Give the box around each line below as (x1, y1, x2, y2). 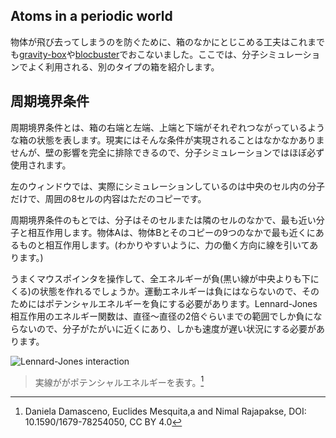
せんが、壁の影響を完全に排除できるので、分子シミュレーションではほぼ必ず (10, 146, 325, 158)
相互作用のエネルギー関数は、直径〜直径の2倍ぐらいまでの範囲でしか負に (10, 310, 314, 322)
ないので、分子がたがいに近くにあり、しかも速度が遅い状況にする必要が (18, 322, 317, 334)
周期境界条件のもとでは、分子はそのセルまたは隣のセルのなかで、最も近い (10, 214, 317, 226)
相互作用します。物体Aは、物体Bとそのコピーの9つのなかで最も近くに (27, 226, 316, 238)
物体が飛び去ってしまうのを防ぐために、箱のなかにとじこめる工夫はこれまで (10, 35, 325, 48)
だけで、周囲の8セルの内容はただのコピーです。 (10, 192, 207, 204)
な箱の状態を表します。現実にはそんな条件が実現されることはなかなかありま (10, 134, 325, 146)
